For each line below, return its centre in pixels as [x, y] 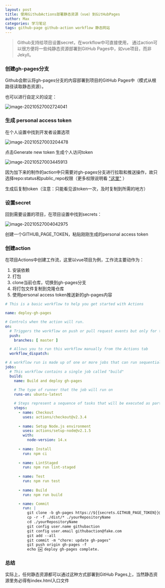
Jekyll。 [25, 55]
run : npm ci [35, 454]
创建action [18, 248]
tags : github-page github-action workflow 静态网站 [58, 28]
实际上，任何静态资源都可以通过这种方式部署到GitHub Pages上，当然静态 [79, 574]
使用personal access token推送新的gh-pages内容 [62, 295]
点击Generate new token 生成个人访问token [49, 152]
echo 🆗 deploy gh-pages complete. [63, 549]
